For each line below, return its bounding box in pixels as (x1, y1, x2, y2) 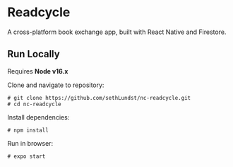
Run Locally (7, 48, 60, 60)
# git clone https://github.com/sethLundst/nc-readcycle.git (7, 94, 191, 101)
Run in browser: (7, 139, 54, 147)
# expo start (7, 153, 46, 160)
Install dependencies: (7, 113, 70, 121)
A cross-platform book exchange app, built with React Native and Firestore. (7, 28, 227, 36)
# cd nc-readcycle (7, 100, 61, 108)
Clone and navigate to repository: (7, 81, 104, 89)
